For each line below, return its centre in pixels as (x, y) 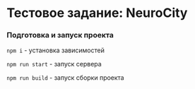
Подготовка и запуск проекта (60, 35)
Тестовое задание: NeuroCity (97, 13)
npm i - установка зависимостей (56, 50)
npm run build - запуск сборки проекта (65, 78)
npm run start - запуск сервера (54, 64)
